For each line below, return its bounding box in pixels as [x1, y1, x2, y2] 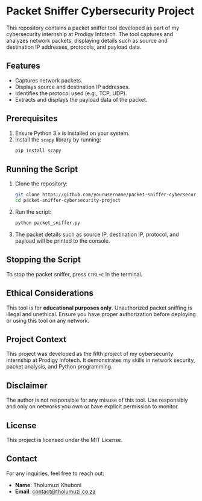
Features [6, 61, 40, 71]
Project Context [6, 334, 66, 344]
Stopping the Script [6, 255, 81, 265]
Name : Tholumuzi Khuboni [14, 481, 82, 488]
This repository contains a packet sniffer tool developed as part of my [6, 24, 180, 31]
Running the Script [6, 164, 78, 174]
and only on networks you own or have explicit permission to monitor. [6, 403, 179, 410]
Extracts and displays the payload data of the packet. [14, 96, 148, 103]
